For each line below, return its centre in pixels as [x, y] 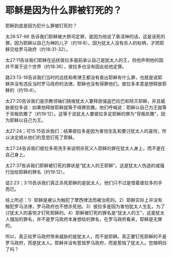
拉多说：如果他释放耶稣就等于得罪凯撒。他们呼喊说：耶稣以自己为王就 [88, 107]
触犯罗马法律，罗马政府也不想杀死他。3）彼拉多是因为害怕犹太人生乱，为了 [85, 206]
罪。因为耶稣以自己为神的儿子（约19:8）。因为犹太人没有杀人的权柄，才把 [83, 43]
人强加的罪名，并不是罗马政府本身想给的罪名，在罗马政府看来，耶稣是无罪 [84, 219]
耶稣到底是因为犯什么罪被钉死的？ [41, 26]
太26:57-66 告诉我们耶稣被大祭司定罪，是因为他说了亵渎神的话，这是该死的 [85, 36]
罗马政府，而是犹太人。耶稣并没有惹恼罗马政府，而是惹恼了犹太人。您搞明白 [86, 243]
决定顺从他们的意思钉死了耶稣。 [43, 137]
